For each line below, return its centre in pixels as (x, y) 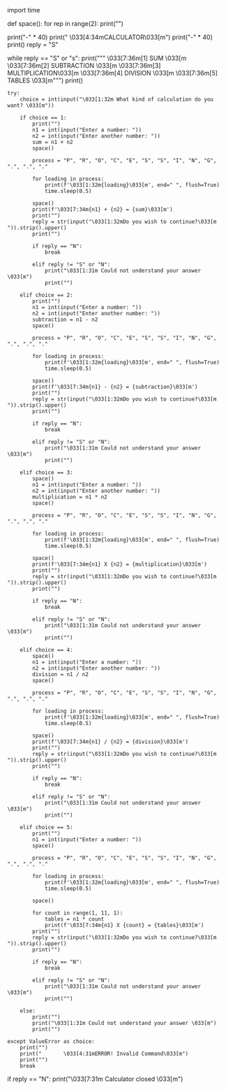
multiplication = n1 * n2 (70, 497)
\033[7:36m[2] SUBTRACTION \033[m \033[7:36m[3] (84, 65)
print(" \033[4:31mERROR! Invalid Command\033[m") (104, 1054)
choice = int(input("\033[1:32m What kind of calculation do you (117, 99)
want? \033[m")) (31, 106)
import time (24, 10)
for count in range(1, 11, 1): (78, 913)
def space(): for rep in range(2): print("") (66, 23)
